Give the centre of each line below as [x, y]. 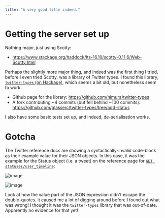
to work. [14, 87]
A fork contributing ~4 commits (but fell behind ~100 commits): [76, 102]
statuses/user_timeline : [30, 166]
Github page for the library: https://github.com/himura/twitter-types [81, 97]
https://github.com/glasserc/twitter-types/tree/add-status [71, 107]
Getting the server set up [57, 34]
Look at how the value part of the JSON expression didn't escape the [75, 194]
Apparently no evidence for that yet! [42, 210]
